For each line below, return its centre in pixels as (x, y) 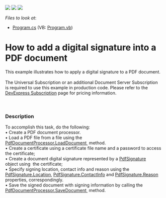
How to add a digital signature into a (81, 48)
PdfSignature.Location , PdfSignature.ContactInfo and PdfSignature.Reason (82, 175)
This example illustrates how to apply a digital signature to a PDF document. (83, 71)
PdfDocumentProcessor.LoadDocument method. (55, 143)
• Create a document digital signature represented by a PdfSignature (76, 159)
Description (20, 116)
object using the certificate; (34, 164)
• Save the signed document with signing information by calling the (74, 185)
